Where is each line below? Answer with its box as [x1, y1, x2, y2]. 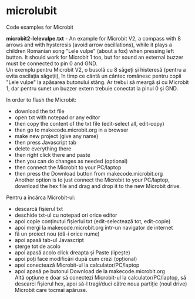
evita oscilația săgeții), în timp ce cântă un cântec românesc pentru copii [6, 72, 181, 79]
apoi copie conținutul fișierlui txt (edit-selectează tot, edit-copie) [14, 217, 171, 224]
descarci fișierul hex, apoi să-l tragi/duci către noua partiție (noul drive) [14, 280, 187, 287]
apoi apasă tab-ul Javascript [14, 236, 84, 243]
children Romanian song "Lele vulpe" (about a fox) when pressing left [6, 47, 174, 54]
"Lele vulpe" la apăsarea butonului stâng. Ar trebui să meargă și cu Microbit [6, 78, 189, 86]
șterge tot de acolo [14, 243, 60, 250]
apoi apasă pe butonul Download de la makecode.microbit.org [14, 267, 166, 274]
